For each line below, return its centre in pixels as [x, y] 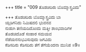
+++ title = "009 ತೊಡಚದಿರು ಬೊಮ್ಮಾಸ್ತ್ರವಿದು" [43, 7]
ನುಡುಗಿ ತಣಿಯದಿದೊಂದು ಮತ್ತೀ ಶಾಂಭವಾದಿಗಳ [39, 28]
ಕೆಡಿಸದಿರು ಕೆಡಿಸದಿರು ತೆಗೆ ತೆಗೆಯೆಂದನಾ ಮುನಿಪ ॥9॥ [43, 45]
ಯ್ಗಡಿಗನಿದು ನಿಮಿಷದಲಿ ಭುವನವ [28, 23]
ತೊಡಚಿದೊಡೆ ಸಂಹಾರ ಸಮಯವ [29, 34]
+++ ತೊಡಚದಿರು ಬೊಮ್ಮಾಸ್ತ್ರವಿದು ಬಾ [33, 17]
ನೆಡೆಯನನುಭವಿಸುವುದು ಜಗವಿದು [29, 39]
